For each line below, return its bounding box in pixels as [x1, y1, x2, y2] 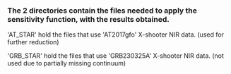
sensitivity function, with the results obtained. [7, 14, 170, 24]
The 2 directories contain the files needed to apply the [7, 6, 198, 16]
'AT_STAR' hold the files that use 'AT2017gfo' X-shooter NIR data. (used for [7, 30, 225, 39]
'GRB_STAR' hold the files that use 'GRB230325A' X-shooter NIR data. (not [7, 51, 225, 60]
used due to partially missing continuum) [7, 59, 126, 68]
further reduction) [7, 38, 59, 47]
